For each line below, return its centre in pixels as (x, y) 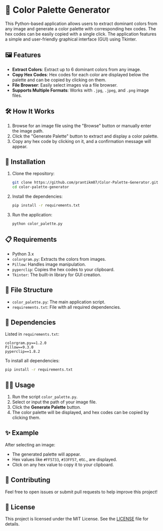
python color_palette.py (37, 224)
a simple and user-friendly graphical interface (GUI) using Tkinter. (71, 39)
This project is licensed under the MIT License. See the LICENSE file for (77, 519)
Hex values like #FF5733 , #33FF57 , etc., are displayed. (64, 459)
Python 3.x (23, 254)
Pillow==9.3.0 (19, 347)
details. (12, 524)
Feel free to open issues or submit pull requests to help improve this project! (81, 492)
